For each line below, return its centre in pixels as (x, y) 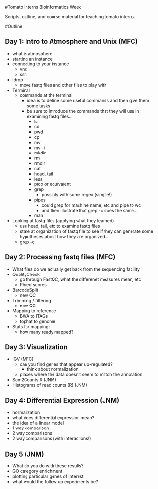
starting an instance (32, 59)
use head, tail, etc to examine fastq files (60, 226)
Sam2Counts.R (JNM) (34, 380)
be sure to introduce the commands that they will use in (83, 111)
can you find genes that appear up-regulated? (66, 364)
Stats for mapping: (31, 326)
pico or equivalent (53, 184)
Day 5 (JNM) (25, 454)
